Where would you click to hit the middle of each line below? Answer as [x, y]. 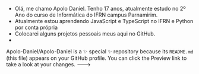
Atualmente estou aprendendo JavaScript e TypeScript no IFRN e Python [104, 21]
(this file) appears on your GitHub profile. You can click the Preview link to [97, 58]
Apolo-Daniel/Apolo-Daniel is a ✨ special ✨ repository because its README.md [100, 52]
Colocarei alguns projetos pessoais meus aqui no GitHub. [85, 34]
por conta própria [36, 27]
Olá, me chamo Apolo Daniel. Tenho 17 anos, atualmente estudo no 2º [100, 9]
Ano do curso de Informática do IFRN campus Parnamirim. [86, 15]
